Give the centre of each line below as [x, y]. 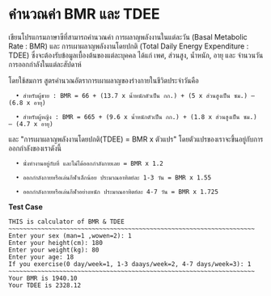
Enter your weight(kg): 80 [54, 250]
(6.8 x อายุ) [27, 103]
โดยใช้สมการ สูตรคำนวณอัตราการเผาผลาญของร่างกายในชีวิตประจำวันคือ [104, 80]
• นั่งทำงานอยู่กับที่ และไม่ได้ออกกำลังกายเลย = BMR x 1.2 [90, 163]
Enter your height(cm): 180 [56, 243]
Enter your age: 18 [41, 257]
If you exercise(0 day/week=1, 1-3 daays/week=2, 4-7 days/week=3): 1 [130, 264]
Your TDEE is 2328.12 [45, 285]
